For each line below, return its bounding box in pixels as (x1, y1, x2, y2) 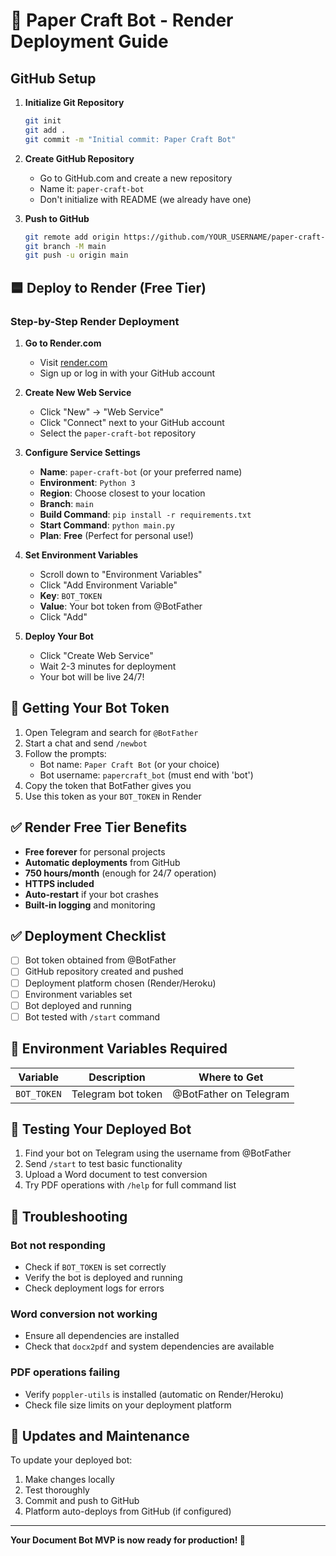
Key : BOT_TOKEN (39, 589, 103, 601)
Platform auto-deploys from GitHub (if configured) (24, 1505, 232, 1518)
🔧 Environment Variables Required (10, 1040, 228, 1058)
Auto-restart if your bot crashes (24, 888, 159, 900)
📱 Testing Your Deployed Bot (10, 1120, 192, 1138)
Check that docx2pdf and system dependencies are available (24, 1340, 275, 1353)
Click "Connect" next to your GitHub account (39, 416, 225, 428)
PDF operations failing (10, 1365, 121, 1379)
